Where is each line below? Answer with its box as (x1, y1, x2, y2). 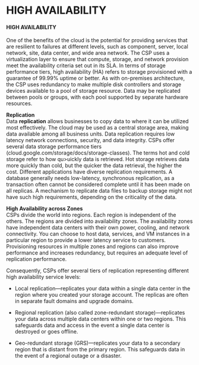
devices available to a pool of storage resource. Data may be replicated (6, 87, 181, 95)
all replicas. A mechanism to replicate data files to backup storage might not (6, 187, 192, 194)
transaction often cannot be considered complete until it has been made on (6, 181, 190, 188)
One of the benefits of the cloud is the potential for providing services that (6, 37, 188, 44)
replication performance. (6, 256, 67, 263)
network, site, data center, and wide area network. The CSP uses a (6, 49, 170, 56)
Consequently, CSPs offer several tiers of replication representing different (6, 267, 189, 274)
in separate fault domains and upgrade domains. (14, 298, 134, 305)
